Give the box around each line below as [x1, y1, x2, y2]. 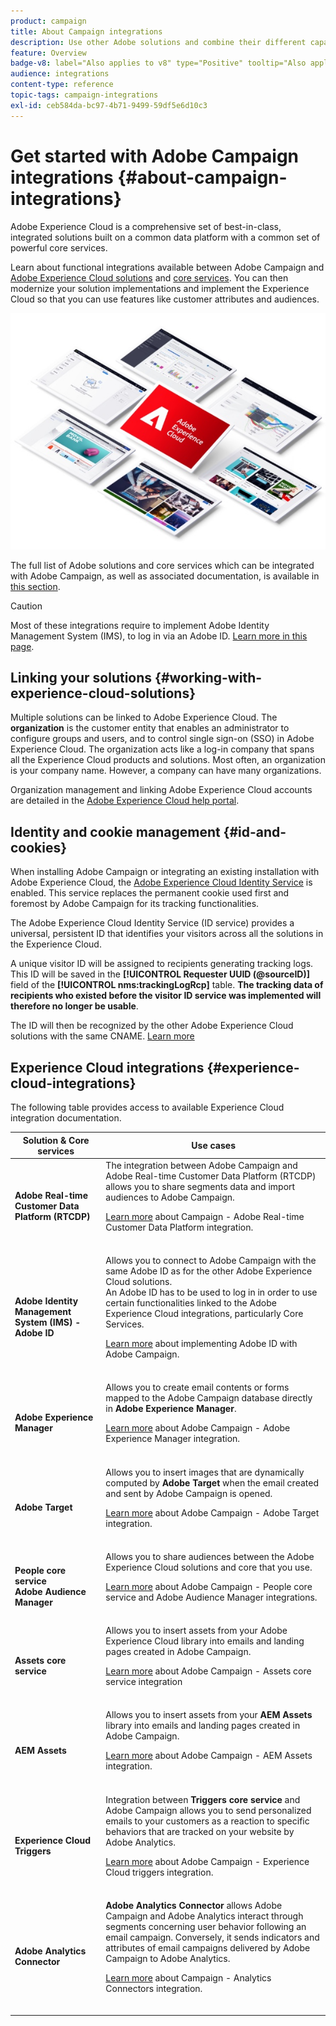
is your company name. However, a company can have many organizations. [10, 765, 322, 777]
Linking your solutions [10, 669, 153, 686]
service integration [105, 1676, 183, 1687]
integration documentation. [10, 1112, 122, 1124]
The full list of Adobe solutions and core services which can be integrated [10, 559, 315, 571]
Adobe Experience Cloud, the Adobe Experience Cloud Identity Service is [10, 876, 313, 889]
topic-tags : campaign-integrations [10, 90, 159, 100]
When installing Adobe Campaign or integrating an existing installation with [10, 866, 320, 878]
